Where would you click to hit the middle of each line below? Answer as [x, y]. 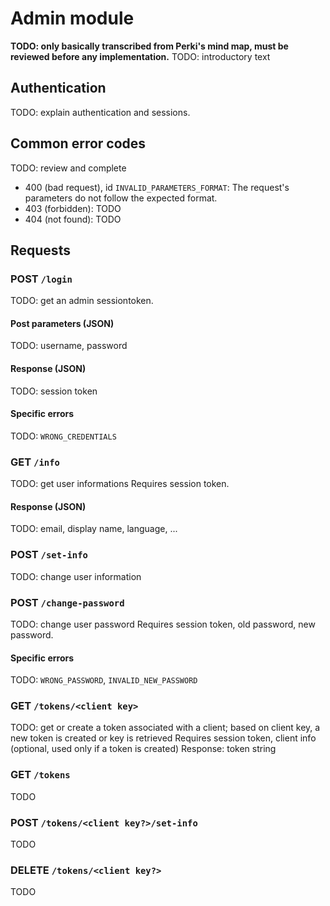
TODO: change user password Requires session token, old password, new [163, 624]
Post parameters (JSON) [62, 323]
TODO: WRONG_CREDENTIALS [63, 436]
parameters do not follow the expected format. [121, 198]
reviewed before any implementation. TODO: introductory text [140, 56]
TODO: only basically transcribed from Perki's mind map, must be [149, 46]
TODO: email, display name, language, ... [94, 529]
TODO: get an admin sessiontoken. [82, 301]
